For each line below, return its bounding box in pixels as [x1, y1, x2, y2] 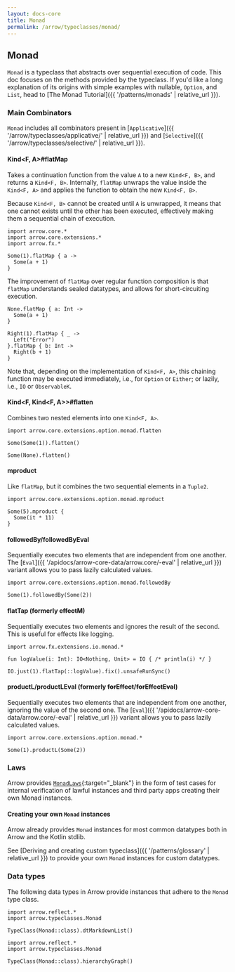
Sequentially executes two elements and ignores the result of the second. [7, 622, 220, 630]
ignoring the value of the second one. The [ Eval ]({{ [7, 706, 155, 714]
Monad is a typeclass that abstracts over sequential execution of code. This [7, 68, 222, 77]
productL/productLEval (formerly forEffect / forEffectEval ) [7, 682, 178, 691]
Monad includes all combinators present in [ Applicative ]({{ [7, 124, 174, 132]
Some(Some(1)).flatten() [7, 439, 80, 446]
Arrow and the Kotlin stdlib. [7, 833, 86, 841]
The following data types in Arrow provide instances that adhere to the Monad [7, 887, 229, 896]
